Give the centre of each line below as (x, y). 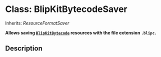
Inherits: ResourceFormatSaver (37, 23)
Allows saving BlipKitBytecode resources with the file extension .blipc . (81, 32)
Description (24, 48)
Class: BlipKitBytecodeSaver (66, 9)
